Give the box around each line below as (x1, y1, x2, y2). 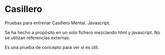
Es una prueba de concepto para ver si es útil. (4, 44, 99, 50)
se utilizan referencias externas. (4, 35, 70, 41)
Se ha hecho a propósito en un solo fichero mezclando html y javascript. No (4, 29, 161, 35)
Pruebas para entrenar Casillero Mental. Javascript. (4, 20, 111, 26)
